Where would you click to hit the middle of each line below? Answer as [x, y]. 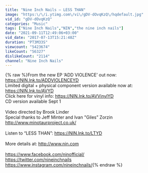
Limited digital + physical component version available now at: [69, 86]
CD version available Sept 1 [33, 101]
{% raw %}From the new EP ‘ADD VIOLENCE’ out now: [61, 75]
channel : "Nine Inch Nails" [34, 61]
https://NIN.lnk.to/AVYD [29, 91]
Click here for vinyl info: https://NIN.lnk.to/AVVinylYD [59, 96]
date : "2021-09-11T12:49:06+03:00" [42, 33]
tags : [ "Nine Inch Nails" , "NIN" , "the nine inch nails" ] [64, 28]
